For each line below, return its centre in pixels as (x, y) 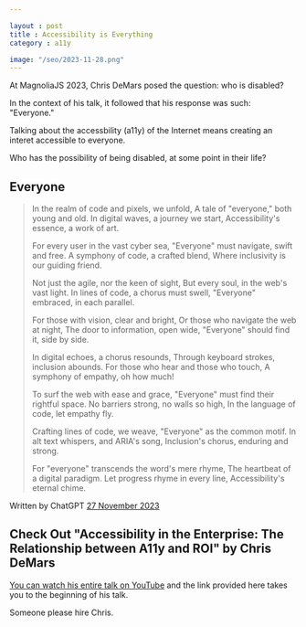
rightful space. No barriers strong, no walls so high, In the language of (164, 404)
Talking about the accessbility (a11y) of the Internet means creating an (141, 131)
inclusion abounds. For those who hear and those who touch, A (151, 367)
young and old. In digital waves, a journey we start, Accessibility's (156, 218)
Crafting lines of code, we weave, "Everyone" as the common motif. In (164, 431)
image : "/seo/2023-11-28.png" (67, 59)
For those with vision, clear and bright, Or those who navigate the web (164, 320)
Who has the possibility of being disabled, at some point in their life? (138, 158)
